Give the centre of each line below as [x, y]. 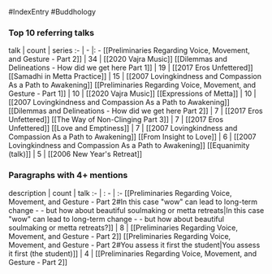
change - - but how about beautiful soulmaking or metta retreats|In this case [136, 210]
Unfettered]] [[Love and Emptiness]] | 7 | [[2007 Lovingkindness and [123, 128]
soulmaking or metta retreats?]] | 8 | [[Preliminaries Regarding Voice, [123, 228]
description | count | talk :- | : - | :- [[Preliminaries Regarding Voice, [120, 193]
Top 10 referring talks [52, 33]
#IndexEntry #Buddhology [52, 12]
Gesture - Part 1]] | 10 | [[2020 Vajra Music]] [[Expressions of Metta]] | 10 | [133, 94]
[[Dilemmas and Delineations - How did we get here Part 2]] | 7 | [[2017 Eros [136, 111]
